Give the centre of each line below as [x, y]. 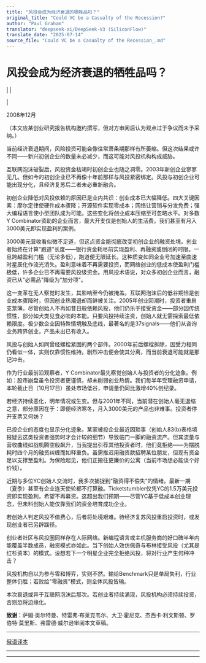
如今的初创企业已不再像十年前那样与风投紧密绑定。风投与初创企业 [111, 177]
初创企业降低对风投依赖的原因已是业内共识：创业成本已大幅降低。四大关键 [100, 198]
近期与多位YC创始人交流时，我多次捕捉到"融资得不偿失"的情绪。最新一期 [99, 481]
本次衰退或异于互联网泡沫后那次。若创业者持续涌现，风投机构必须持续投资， [103, 594]
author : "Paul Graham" [35, 23]
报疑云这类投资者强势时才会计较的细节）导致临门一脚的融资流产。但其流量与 [103, 437]
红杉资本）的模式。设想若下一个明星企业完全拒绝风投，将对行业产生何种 [97, 552]
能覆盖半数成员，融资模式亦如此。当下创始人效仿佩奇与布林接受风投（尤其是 [103, 545]
